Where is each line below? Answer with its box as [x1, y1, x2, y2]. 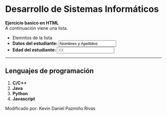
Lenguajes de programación [5, 67, 94, 75]
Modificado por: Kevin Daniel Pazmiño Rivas [5, 105, 96, 111]
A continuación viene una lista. [5, 25, 68, 31]
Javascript [12, 96, 35, 102]
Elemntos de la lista [12, 35, 53, 41]
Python [12, 90, 28, 96]
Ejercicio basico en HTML [5, 20, 59, 26]
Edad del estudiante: [12, 47, 56, 53]
